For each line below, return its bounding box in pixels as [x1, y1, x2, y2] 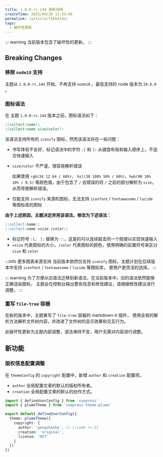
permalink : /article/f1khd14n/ [5, 16, 68, 21]
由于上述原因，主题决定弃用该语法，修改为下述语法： [5, 212, 112, 218]
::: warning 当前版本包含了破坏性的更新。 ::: [5, 39, 92, 45]
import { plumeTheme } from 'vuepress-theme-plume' [5, 402, 112, 408]
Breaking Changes [5, 54, 62, 62]
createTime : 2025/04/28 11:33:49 [5, 12, 73, 17]
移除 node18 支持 [5, 69, 43, 76]
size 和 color [12, 248, 39, 254]
